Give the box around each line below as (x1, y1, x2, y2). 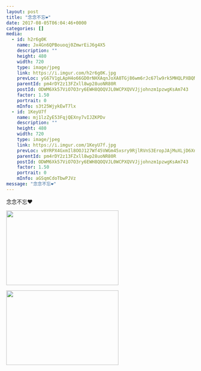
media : (6, 31, 23, 37)
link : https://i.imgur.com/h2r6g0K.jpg (17, 70, 117, 76)
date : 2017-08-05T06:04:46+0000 (6, 20, 87, 26)
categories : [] (6, 25, 44, 32)
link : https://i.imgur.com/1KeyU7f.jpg (17, 142, 117, 148)
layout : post (6, 8, 39, 15)
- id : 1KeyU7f (11, 109, 47, 115)
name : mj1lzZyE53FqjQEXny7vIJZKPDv (17, 114, 106, 120)
